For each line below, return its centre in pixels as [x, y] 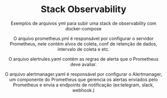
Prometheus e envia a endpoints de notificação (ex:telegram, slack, [83, 85]
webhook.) [83, 90]
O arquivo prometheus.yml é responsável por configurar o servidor [83, 38]
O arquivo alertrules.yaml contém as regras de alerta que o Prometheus [83, 59]
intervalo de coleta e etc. [83, 49]
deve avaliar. [83, 64]
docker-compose [83, 28]
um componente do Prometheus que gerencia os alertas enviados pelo [83, 79]
